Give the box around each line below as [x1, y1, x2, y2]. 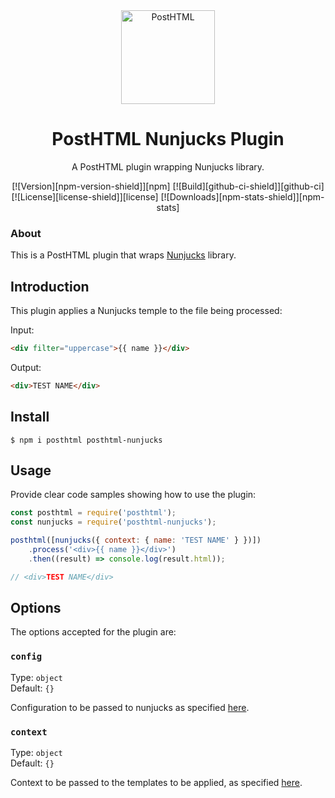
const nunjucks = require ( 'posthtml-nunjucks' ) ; [10, 517, 217, 528]
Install [10, 409, 50, 426]
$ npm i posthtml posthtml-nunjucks [10, 435, 163, 445]
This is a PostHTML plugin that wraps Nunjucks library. [10, 249, 237, 261]
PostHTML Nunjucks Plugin [51, 128, 285, 151]
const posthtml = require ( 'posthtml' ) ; [10, 508, 177, 518]
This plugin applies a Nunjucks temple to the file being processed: [10, 305, 283, 317]
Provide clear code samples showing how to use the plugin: [10, 489, 257, 501]
